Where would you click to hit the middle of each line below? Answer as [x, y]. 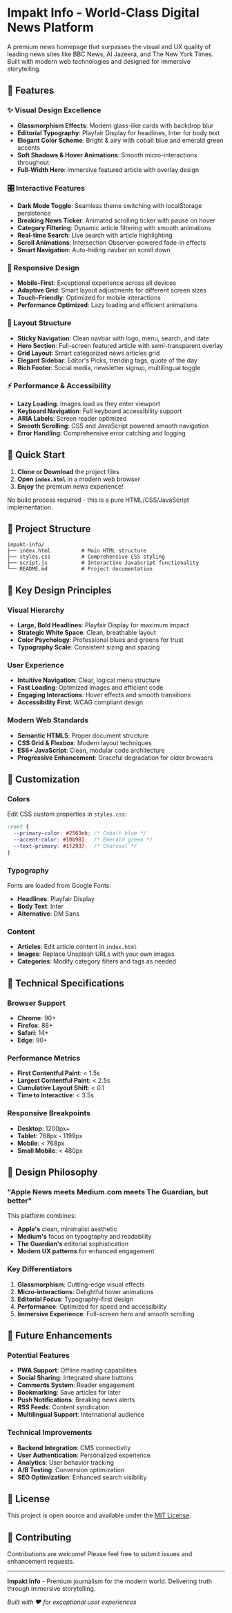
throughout [33, 162]
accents [28, 148]
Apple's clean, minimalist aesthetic [67, 1229]
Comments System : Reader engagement [76, 1385]
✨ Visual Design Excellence [54, 110]
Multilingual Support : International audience [81, 1415]
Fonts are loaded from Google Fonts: [59, 886]
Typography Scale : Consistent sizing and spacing [88, 647]
